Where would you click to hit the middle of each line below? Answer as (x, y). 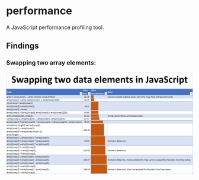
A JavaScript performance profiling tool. (55, 27)
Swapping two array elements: (51, 63)
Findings (23, 46)
